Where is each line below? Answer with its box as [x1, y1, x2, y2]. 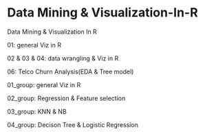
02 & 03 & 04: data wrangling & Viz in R [7, 54, 119, 63]
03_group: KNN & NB [7, 107, 67, 115]
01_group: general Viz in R [7, 80, 81, 89]
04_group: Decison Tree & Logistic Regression [7, 120, 139, 128]
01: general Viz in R [7, 41, 62, 49]
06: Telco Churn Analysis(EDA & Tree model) [7, 67, 134, 76]
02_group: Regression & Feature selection [7, 94, 126, 102]
